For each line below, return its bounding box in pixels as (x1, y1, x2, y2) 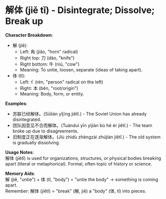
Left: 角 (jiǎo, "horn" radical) (20, 48, 78, 54)
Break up (5, 15, 44, 27)
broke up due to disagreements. (12, 128, 79, 134)
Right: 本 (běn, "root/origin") (20, 85, 79, 91)
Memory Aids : (5, 170, 36, 176)
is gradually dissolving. (12, 139, 60, 145)
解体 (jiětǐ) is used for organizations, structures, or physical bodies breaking (5, 155, 161, 161)
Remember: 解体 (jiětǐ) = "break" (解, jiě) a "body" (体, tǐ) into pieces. (5, 188, 146, 194)
